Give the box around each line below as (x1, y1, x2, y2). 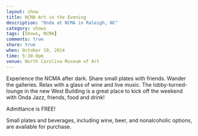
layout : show (6, 8, 39, 15)
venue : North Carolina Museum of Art (6, 58, 100, 64)
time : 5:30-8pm (6, 53, 44, 59)
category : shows (6, 25, 46, 31)
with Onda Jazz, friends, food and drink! (6, 93, 105, 101)
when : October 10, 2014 (6, 48, 65, 53)
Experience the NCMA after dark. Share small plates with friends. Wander (6, 75, 186, 82)
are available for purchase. (6, 123, 72, 130)
